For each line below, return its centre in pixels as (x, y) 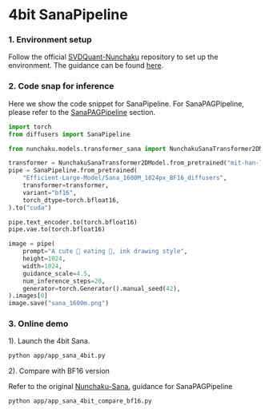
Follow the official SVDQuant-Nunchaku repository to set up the (113, 57)
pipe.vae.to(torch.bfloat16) (57, 229)
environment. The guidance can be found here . (86, 66)
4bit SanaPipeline (68, 15)
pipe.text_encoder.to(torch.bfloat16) (73, 222)
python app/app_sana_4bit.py (57, 356)
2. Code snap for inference (61, 86)
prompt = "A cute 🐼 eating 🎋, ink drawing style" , (105, 252)
